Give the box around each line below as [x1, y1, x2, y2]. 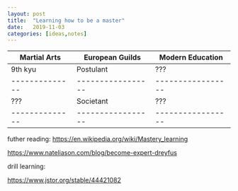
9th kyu [11, 64, 37, 74]
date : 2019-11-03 [7, 23, 65, 30]
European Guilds [84, 52, 142, 62]
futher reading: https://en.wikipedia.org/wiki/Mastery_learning [7, 135, 188, 144]
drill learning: [7, 162, 46, 170]
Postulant [76, 64, 108, 74]
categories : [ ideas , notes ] [7, 30, 87, 37]
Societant [76, 96, 108, 106]
